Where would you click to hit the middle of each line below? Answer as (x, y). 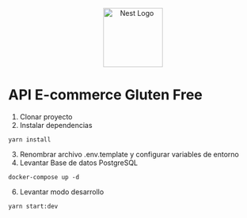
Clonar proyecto (46, 117)
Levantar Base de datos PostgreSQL (79, 163)
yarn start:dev (33, 206)
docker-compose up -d (44, 177)
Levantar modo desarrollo (62, 192)
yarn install (30, 139)
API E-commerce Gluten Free (106, 95)
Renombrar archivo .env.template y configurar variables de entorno (129, 154)
